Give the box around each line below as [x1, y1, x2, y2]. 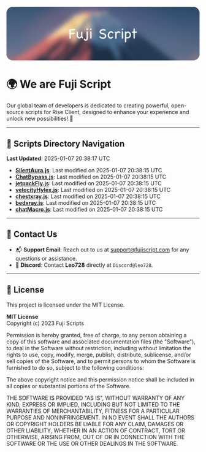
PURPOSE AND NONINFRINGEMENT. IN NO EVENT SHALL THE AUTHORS [6, 413, 195, 421]
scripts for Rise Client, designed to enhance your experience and [25, 109, 189, 116]
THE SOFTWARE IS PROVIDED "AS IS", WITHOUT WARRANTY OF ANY [6, 394, 185, 402]
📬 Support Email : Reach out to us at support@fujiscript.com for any [15, 246, 189, 253]
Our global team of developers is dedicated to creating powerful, [6, 102, 170, 109]
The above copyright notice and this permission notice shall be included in [6, 375, 194, 383]
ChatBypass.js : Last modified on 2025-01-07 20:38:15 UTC [15, 173, 167, 181]
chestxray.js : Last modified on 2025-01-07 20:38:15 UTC [15, 193, 161, 200]
